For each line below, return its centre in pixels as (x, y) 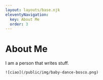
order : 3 (19, 24)
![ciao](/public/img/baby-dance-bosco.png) (52, 72)
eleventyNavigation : (27, 15)
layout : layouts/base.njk (32, 10)
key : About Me (25, 19)
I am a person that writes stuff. (37, 63)
